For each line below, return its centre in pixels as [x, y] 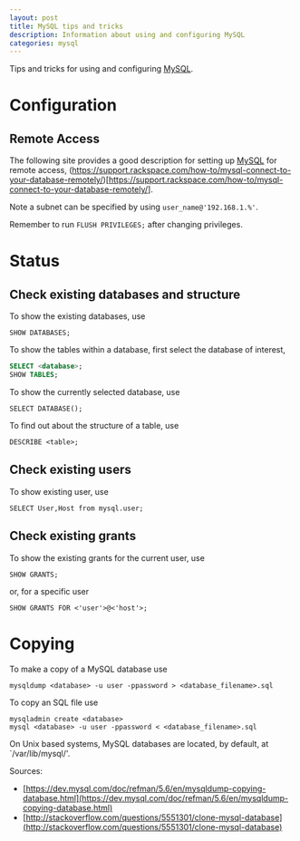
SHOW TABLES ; [34, 375]
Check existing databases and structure [125, 294]
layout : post [34, 18]
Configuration [63, 106]
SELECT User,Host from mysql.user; [77, 508]
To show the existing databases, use [77, 316]
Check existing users [70, 470]
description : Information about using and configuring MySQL [127, 34]
